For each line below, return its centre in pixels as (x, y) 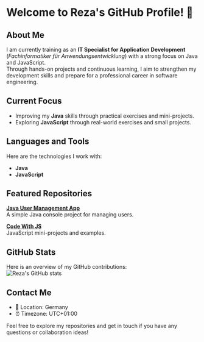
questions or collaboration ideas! (47, 332)
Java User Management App (43, 208)
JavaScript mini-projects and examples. (56, 233)
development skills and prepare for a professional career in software (92, 75)
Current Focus (34, 101)
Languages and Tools (48, 142)
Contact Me (29, 292)
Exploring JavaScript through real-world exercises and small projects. (103, 122)
